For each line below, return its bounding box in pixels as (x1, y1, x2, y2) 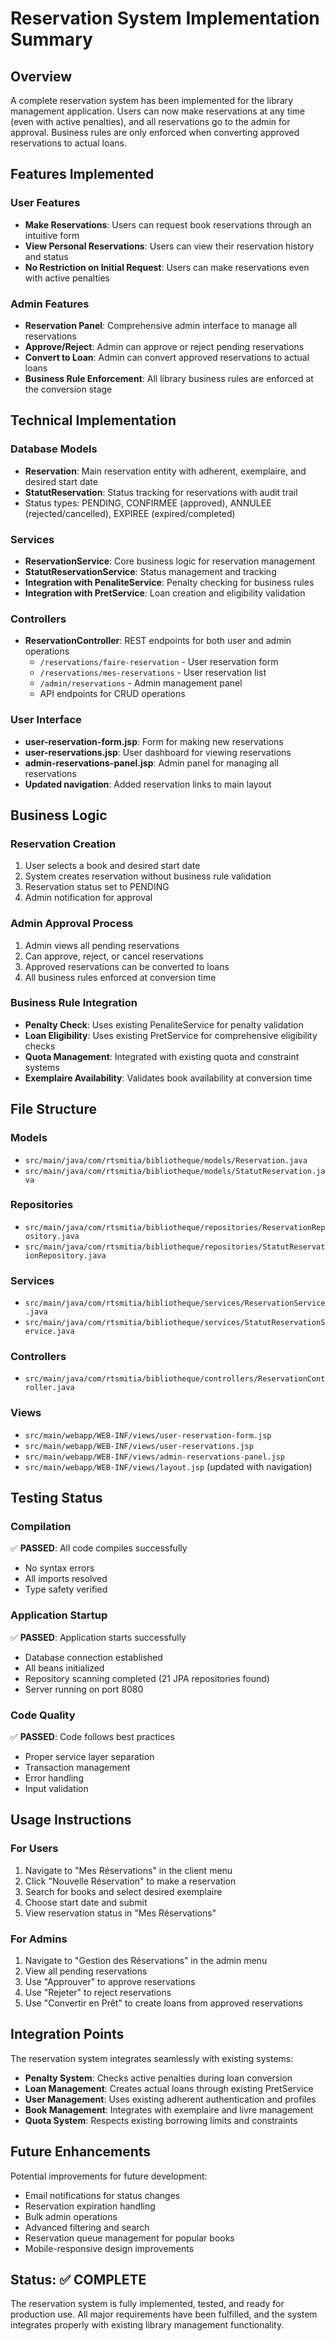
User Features (10, 196, 81, 210)
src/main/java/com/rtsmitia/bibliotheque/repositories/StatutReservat (24, 1242, 326, 1252)
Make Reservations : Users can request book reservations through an (24, 218, 312, 231)
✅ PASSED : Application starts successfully (10, 1631, 187, 1643)
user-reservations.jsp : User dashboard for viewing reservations (24, 746, 292, 758)
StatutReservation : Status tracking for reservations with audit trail (24, 486, 298, 498)
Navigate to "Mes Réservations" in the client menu (24, 1864, 233, 1876)
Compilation (10, 1520, 72, 1534)
